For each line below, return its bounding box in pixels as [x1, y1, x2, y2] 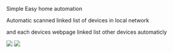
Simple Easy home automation [6, 5, 82, 12]
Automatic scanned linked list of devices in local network [6, 17, 149, 23]
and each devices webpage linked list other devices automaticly [6, 28, 168, 36]
